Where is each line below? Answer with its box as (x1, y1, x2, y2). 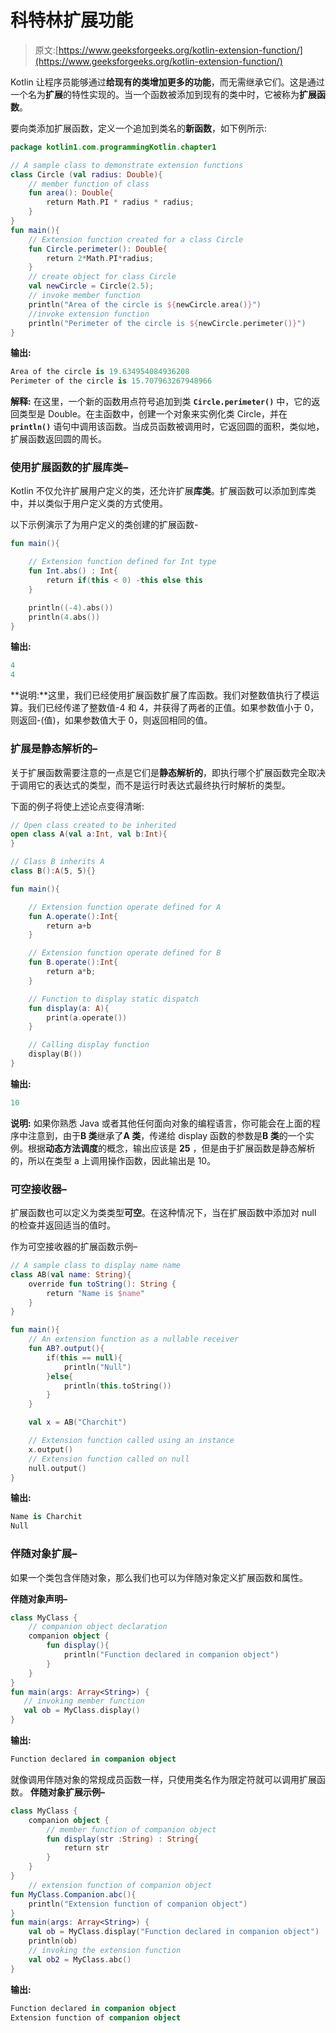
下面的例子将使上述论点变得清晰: (10, 800, 145, 812)
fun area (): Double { (28, 188, 114, 198)
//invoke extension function (28, 309, 150, 319)
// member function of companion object (46, 1824, 217, 1835)
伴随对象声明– (10, 1592, 68, 1605)
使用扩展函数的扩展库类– (10, 461, 129, 475)
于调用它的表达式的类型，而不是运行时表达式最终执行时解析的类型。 (10, 779, 291, 791)
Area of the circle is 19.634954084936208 (10, 367, 190, 377)
